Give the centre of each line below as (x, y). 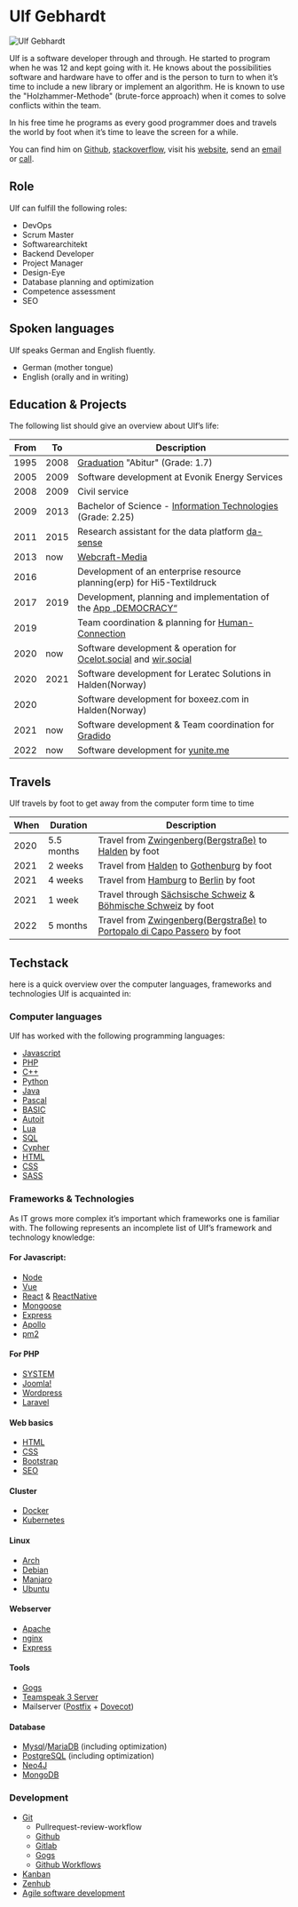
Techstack (39, 962)
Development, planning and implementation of (173, 597)
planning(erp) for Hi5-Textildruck (147, 583)
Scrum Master (48, 234)
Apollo (34, 1324)
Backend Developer (58, 253)
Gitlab (46, 1846)
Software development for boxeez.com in (164, 699)
